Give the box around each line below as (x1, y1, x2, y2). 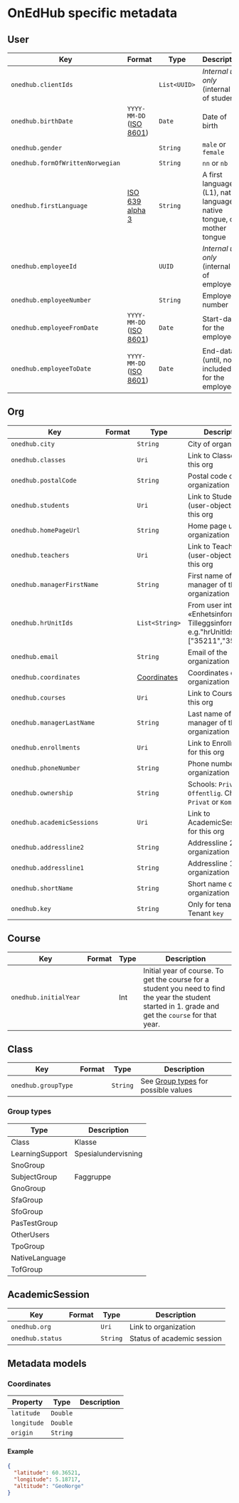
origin (11, 1429, 33, 1437)
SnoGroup (11, 1160, 45, 1170)
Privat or (187, 796, 219, 806)
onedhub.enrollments (11, 743, 80, 751)
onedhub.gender (11, 144, 63, 152)
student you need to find (143, 983, 225, 993)
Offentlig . (187, 788, 223, 798)
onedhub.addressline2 (11, 843, 84, 851)
